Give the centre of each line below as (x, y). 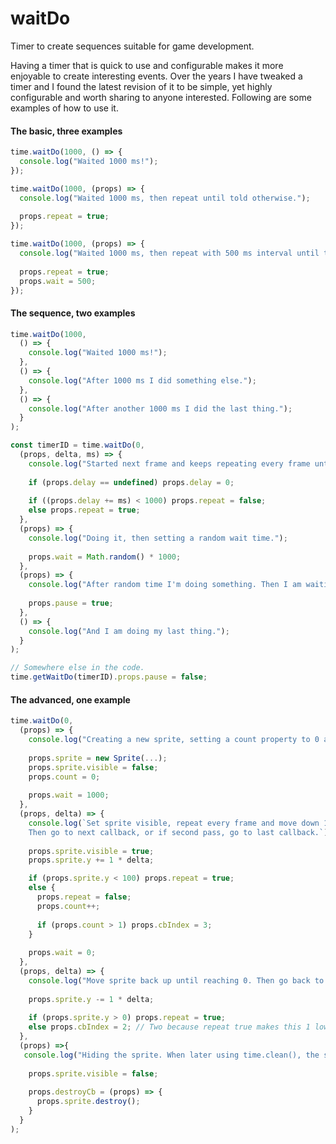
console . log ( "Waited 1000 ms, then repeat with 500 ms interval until (169, 253)
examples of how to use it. (64, 108)
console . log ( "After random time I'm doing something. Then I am (165, 585)
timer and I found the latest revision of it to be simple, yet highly (141, 86)
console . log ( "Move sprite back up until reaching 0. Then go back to (176, 980)
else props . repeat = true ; (84, 510)
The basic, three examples (66, 131)
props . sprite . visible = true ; (91, 851)
